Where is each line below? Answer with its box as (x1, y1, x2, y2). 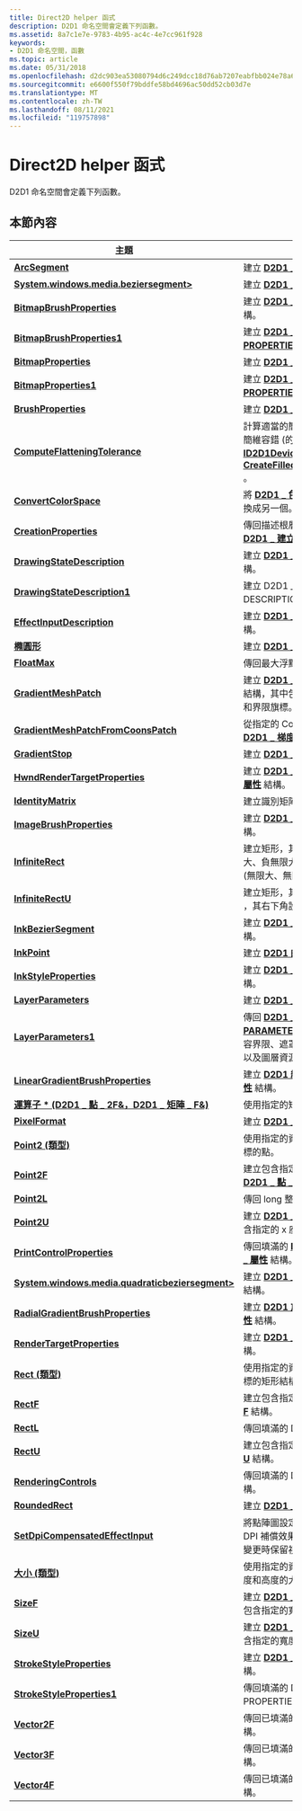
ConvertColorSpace (13, 494, 102, 507)
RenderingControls (13, 1475, 97, 1487)
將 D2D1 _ (243, 488, 287, 501)
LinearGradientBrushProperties (13, 1074, 151, 1087)
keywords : (9, 38, 47, 48)
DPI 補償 (243, 1530, 279, 1542)
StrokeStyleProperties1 (13, 1687, 117, 1700)
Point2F (13, 1168, 48, 1181)
